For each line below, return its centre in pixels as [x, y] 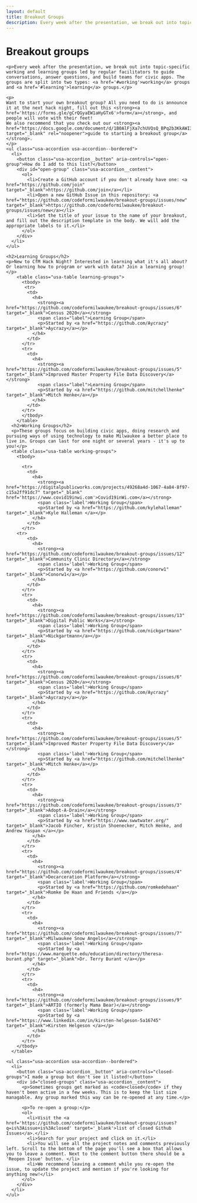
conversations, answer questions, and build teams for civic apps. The [95, 77]
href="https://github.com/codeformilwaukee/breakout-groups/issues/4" [94, 872]
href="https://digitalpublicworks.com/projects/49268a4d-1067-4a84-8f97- [98, 488]
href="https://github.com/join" [45, 185]
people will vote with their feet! [50, 118]
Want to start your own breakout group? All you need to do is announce [97, 103]
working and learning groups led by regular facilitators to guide [90, 72]
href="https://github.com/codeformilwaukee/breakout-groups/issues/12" [95, 554]
